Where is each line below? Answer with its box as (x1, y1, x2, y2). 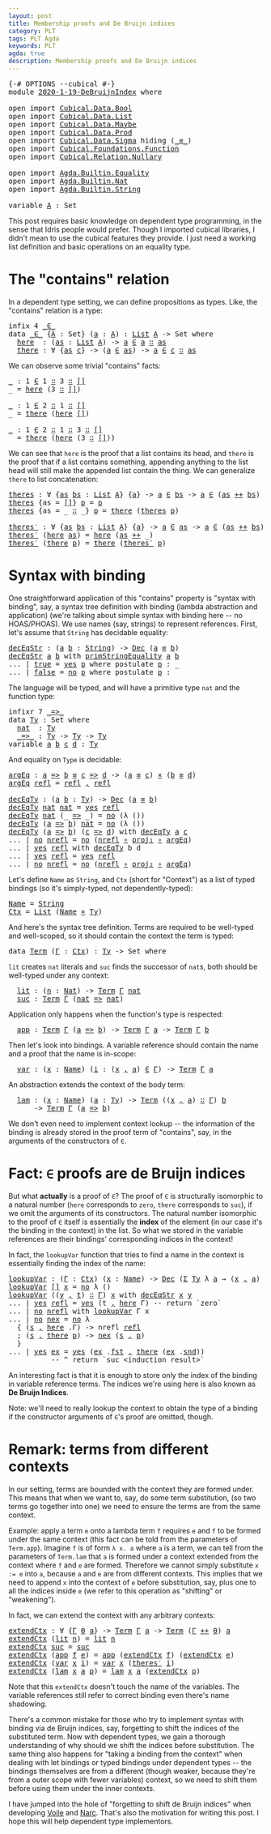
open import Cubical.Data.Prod (8, 127, 133, 137)
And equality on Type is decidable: (8, 754, 122, 764)
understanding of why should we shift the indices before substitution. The (8, 1740, 255, 1750)
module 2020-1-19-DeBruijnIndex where (8, 87, 163, 96)
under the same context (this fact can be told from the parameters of (8, 1534, 238, 1544)
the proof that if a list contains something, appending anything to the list (8, 457, 248, 467)
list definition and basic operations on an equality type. (8, 241, 192, 251)
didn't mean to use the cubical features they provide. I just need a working (8, 232, 256, 243)
